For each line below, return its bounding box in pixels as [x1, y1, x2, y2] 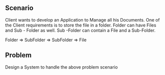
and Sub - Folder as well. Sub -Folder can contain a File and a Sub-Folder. [5, 27, 156, 33]
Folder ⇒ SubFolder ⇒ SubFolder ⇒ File [5, 37, 87, 43]
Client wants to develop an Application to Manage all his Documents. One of [5, 17, 160, 23]
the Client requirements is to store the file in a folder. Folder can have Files [5, 22, 157, 28]
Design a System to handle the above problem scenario [5, 64, 118, 70]
